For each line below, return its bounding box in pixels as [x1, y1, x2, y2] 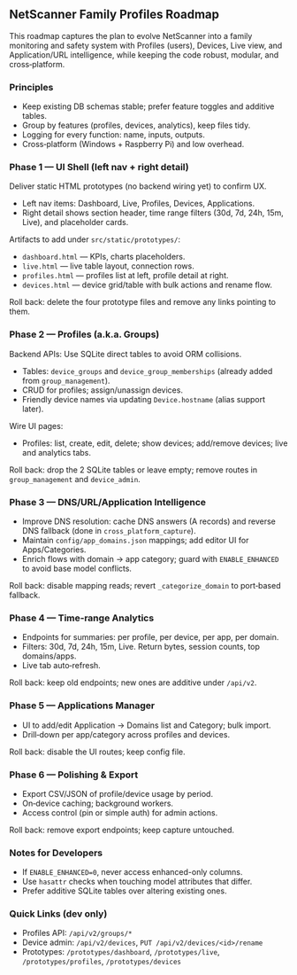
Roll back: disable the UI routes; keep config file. [9, 746, 186, 757]
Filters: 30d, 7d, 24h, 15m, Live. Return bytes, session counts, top [21, 642, 261, 652]
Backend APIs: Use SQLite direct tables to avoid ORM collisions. [9, 348, 242, 359]
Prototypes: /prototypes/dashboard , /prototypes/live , [21, 947, 220, 957]
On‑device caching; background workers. [21, 798, 174, 808]
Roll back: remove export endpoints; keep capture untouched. [9, 824, 234, 835]
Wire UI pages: [9, 420, 64, 431]
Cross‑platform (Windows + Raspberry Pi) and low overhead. [21, 139, 245, 150]
